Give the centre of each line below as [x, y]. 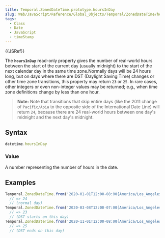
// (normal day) [26, 203]
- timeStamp [22, 37]
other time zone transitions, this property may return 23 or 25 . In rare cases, [81, 81]
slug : [11, 14]
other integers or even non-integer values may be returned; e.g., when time [82, 87]
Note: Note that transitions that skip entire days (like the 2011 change [87, 101]
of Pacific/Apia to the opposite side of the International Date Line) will [88, 107]
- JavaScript [23, 32]
